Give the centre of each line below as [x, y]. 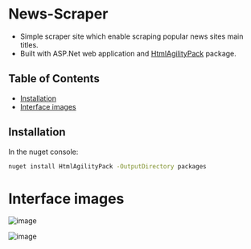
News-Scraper [58, 14]
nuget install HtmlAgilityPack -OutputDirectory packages [107, 166]
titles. [29, 44]
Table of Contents [54, 79]
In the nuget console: [43, 151]
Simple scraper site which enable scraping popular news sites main [132, 36]
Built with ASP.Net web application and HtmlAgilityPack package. [128, 53]
